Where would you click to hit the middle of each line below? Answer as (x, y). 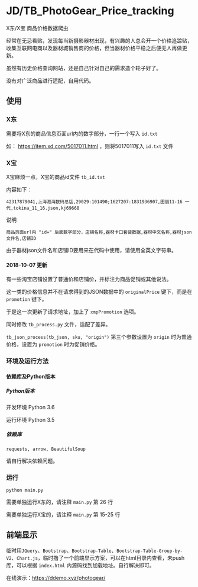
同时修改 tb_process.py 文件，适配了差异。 (59, 325)
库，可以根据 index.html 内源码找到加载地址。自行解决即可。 (80, 565)
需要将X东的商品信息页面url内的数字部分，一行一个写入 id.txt (82, 133)
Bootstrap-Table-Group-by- (150, 551)
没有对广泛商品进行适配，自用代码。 (50, 81)
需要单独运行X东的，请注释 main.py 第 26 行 (60, 502)
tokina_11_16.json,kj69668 (46, 208)
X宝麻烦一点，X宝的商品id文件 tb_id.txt (56, 177)
